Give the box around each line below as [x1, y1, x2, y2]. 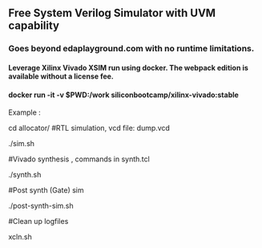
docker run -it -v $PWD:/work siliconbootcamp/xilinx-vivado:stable [8, 90, 239, 100]
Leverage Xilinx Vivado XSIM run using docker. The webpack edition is [8, 63, 248, 72]
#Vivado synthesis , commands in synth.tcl [8, 154, 150, 164]
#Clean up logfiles [8, 217, 69, 226]
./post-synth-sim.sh [8, 201, 74, 211]
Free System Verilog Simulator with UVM [8, 6, 216, 20]
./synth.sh [8, 170, 42, 180]
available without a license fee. [8, 71, 115, 81]
